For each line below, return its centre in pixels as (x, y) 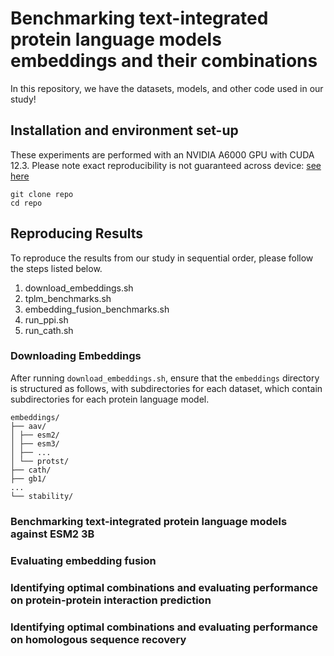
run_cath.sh (49, 330)
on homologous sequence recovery (98, 639)
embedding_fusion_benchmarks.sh (97, 309)
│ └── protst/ (40, 461)
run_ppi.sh (46, 319)
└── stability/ (42, 496)
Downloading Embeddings (76, 356)
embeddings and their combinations (164, 61)
